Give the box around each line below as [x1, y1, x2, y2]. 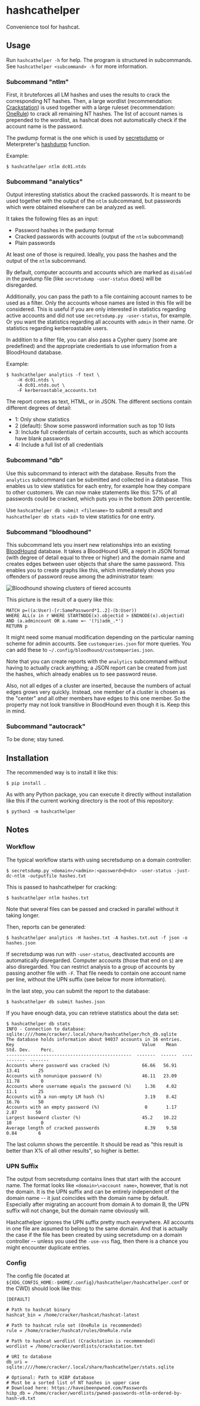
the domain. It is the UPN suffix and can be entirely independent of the [6, 1188, 179, 1195]
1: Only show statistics [14, 416, 70, 423]
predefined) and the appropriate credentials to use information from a [6, 343, 177, 350]
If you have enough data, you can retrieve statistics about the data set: [6, 1009, 180, 1016]
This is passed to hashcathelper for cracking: [6, 883, 117, 891]
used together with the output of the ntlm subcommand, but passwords [6, 197, 182, 204]
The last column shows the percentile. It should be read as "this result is [6, 1140, 183, 1147]
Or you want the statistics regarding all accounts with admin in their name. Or [6, 318, 194, 325]
